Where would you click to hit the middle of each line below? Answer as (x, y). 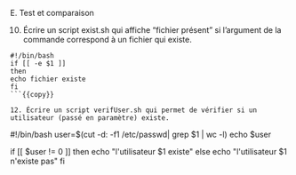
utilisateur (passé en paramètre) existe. (90, 118)
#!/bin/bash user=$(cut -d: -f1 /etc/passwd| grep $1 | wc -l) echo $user (141, 134)
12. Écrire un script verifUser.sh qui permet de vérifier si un (133, 110)
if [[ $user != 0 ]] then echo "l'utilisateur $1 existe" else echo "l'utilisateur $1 (149, 151)
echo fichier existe (48, 79)
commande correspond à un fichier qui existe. (107, 40)
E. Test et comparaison (52, 13)
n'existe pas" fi (38, 161)
